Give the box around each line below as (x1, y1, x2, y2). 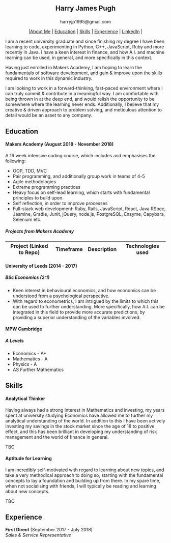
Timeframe (55, 245, 83, 252)
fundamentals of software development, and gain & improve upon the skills (5, 70, 162, 76)
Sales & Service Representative (5, 532, 71, 538)
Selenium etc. (12, 216, 42, 222)
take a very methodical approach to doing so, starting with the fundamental (5, 472, 163, 478)
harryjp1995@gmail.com (60, 19, 111, 25)
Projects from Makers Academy (5, 228, 74, 234)
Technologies (125, 242, 159, 249)
